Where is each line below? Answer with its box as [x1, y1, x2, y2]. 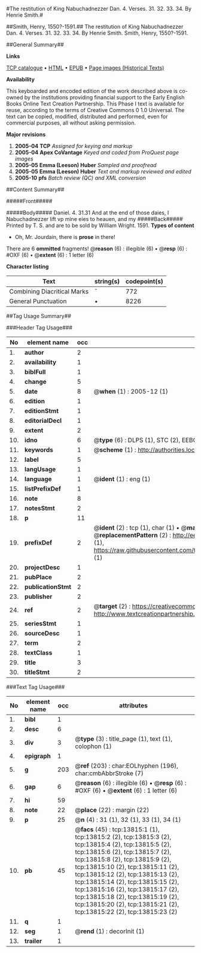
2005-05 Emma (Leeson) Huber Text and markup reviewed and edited [14, 168, 191, 175]
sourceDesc [25, 629, 60, 637]
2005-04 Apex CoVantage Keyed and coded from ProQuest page [14, 149, 179, 156]
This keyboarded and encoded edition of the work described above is [6, 87, 178, 95]
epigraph [25, 752, 51, 760]
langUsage [25, 465, 56, 473]
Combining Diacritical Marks [9, 288, 89, 295]
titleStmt [25, 668, 50, 676]
